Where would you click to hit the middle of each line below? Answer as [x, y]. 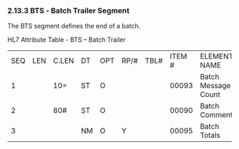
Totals [210, 136]
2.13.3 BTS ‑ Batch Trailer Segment [69, 11]
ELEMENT [217, 57]
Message [216, 86]
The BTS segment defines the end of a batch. [74, 26]
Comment [217, 115]
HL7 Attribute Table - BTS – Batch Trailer [67, 40]
